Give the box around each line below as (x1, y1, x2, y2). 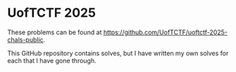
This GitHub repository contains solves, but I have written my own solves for (7, 49, 229, 57)
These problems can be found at (7, 28, 102, 36)
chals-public (7, 35, 44, 43)
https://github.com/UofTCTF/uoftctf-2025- (103, 28, 228, 36)
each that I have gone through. (7, 56, 97, 64)
